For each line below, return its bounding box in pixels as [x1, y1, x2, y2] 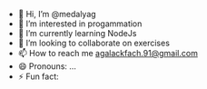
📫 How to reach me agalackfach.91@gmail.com [17, 48, 198, 58]
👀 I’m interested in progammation [17, 18, 143, 29]
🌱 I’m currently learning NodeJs [17, 28, 137, 38]
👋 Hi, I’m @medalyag [17, 9, 97, 19]
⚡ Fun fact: [17, 71, 59, 82]
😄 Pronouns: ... [17, 61, 77, 72]
